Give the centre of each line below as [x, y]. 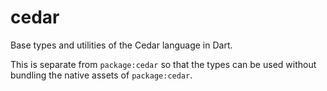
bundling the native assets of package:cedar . [101, 75]
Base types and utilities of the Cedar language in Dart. [121, 45]
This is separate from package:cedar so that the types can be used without [163, 64]
